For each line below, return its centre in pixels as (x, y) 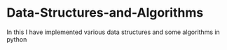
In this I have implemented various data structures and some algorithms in (113, 32)
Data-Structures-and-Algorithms (105, 13)
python (17, 39)
